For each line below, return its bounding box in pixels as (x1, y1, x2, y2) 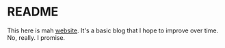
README (7, 4, 59, 20)
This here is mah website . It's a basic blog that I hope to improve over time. (7, 26, 219, 34)
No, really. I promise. (7, 33, 66, 41)
